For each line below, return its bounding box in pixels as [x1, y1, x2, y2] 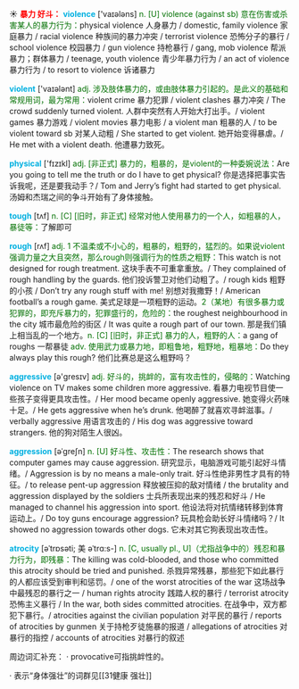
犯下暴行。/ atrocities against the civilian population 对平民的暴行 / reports [9, 610, 283, 620]
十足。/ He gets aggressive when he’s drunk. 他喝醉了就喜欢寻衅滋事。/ [9, 405, 273, 415]
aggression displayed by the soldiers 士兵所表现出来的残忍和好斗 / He [9, 491, 266, 501]
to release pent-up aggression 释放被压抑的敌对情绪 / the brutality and [29, 479, 289, 490]
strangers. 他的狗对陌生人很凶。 [9, 428, 128, 437]
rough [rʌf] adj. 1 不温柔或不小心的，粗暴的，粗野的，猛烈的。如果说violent [9, 241, 286, 251]
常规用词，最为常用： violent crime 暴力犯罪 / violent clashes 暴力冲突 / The [9, 95, 286, 105]
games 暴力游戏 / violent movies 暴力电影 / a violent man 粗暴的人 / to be [9, 117, 278, 128]
